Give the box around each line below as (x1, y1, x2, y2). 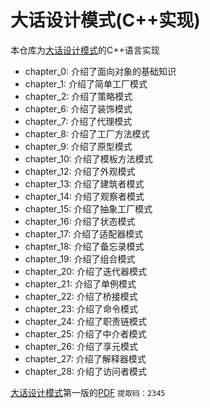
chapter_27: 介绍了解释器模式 (24, 352, 147, 365)
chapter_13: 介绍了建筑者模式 (24, 177, 145, 190)
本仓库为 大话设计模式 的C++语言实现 (10, 44, 160, 56)
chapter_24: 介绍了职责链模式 (24, 315, 148, 327)
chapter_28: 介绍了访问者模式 (24, 365, 147, 377)
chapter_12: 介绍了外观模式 (24, 165, 136, 177)
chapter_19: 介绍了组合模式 (24, 252, 136, 265)
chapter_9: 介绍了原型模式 (24, 140, 133, 152)
